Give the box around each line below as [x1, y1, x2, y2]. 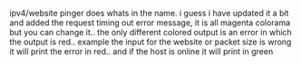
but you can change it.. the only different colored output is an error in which [9, 27, 292, 37]
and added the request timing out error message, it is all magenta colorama [9, 17, 291, 28]
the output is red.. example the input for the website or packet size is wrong [9, 36, 292, 47]
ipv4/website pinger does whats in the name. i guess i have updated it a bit [9, 8, 289, 18]
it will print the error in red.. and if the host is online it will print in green [9, 46, 274, 57]
